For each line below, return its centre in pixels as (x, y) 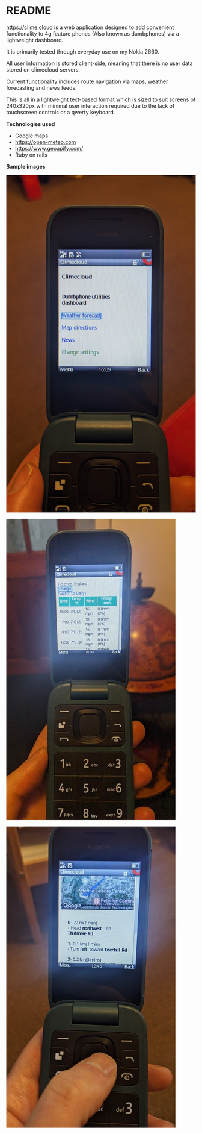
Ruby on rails (31, 155)
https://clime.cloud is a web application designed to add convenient (90, 27)
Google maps (32, 136)
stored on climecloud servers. (43, 69)
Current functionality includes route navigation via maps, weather (87, 81)
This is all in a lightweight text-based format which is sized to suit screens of (101, 99)
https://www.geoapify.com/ (49, 148)
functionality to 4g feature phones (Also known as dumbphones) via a (93, 33)
